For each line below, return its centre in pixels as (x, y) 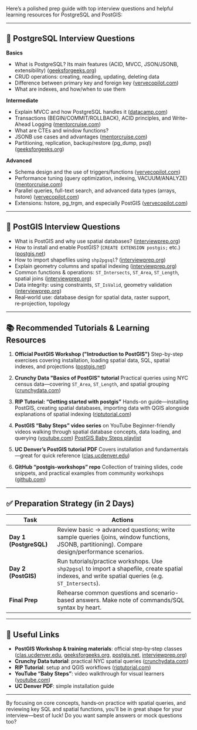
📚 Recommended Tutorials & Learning (78, 328)
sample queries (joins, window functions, (113, 537)
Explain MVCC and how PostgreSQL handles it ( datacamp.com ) (91, 111)
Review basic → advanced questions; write (116, 530)
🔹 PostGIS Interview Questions (63, 227)
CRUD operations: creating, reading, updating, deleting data (87, 76)
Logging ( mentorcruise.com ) (67, 124)
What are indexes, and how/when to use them (70, 89)
